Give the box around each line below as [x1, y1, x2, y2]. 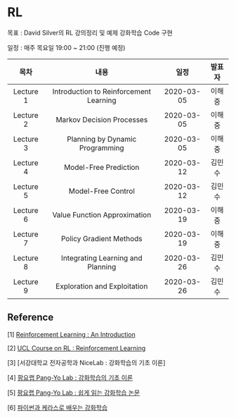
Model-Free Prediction [64, 162, 140, 172]
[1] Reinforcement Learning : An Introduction [7, 330, 136, 338]
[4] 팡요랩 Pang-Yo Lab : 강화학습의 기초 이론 [7, 373, 133, 381]
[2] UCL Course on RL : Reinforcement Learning [7, 343, 146, 352]
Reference [7, 312, 54, 324]
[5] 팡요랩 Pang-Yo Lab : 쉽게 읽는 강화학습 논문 [7, 388, 140, 397]
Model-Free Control [68, 186, 136, 196]
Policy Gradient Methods [60, 233, 143, 243]
